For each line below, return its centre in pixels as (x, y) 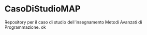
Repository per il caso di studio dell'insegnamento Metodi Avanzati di (73, 22)
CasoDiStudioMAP (43, 9)
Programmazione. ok (25, 27)
